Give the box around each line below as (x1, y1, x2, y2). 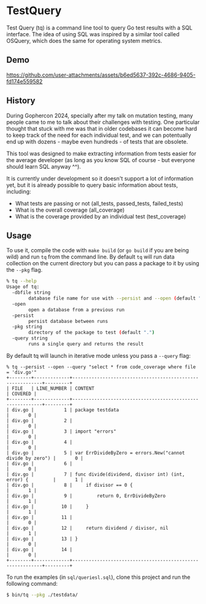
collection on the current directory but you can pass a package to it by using (6, 260, 199, 267)
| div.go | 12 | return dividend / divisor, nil (6, 525, 169, 531)
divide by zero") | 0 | (6, 455, 84, 461)
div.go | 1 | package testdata (12, 406, 120, 413)
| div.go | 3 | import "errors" (6, 428, 116, 435)
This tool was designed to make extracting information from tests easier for (6, 150, 197, 157)
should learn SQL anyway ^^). (6, 163, 82, 170)
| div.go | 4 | (6, 439, 72, 445)
